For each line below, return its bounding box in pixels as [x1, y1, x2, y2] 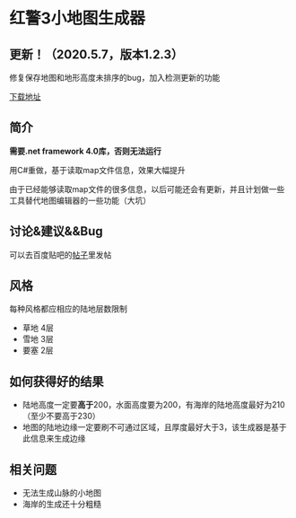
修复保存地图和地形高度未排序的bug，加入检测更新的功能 [9, 73, 221, 83]
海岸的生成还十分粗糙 [22, 499, 101, 510]
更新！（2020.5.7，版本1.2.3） [9, 47, 184, 62]
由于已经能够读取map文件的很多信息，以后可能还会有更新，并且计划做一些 [9, 183, 285, 194]
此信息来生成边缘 [22, 433, 86, 444]
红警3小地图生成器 [9, 8, 146, 29]
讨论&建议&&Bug [9, 224, 103, 239]
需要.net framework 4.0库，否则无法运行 [9, 145, 161, 156]
